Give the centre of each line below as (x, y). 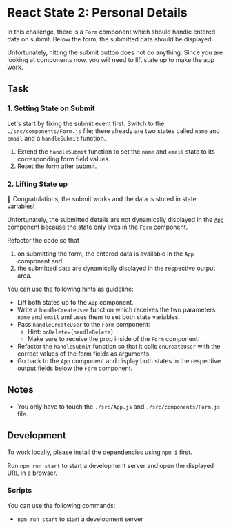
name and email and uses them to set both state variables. (99, 317)
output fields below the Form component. (75, 368)
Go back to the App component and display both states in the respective (119, 360)
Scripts (20, 491)
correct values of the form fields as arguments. (84, 354)
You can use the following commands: (61, 505)
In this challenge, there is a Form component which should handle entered (111, 32)
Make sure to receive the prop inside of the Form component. (113, 338)
